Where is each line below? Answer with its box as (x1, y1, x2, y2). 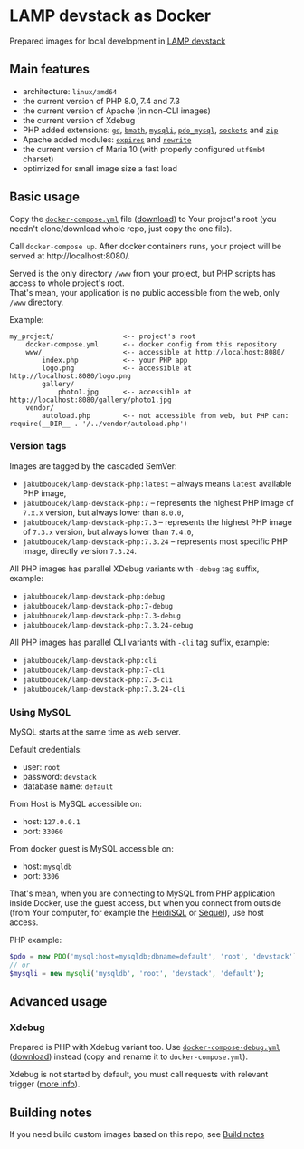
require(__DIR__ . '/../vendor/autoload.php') (9, 419, 188, 428)
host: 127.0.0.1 (22, 816, 81, 827)
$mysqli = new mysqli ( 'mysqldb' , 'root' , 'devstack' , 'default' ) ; (9, 969, 265, 978)
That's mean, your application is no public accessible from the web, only (9, 287, 280, 297)
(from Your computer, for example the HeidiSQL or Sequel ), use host (9, 908, 264, 919)
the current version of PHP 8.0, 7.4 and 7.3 (22, 95, 181, 106)
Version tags (9, 440, 67, 453)
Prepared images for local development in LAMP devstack (9, 35, 226, 46)
